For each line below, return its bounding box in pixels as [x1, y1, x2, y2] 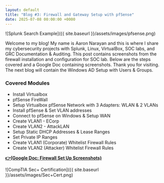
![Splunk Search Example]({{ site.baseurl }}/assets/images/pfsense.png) [5, 31, 156, 37]
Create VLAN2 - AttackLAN [12, 123, 70, 129]
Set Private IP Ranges [12, 134, 58, 140]
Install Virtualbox [12, 91, 48, 97]
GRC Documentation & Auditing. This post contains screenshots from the [5, 51, 157, 57]
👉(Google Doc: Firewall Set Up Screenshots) [5, 155, 102, 161]
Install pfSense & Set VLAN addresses [12, 107, 92, 113]
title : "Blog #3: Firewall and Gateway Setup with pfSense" [5, 12, 135, 17]
